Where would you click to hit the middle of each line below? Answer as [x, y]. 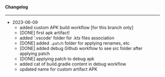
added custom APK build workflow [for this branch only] [76, 27]
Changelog [17, 7]
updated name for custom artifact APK [58, 69]
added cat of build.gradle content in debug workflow [73, 64]
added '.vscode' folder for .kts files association [67, 38]
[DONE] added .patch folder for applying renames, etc [75, 43]
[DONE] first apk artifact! [45, 33]
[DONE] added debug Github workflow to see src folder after [81, 49]
